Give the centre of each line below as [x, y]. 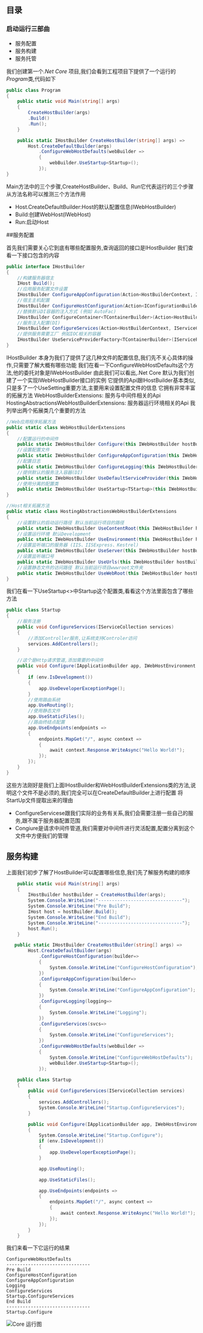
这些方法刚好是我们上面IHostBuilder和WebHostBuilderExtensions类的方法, [98, 785]
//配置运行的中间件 [38, 439]
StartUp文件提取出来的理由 [40, 800]
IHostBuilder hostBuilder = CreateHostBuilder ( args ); [97, 895]
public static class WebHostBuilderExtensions [66, 427]
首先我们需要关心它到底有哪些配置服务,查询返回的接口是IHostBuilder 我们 [97, 247]
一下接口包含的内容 [35, 255]
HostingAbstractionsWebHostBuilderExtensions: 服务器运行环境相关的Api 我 [101, 402]
